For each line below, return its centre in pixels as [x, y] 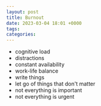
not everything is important [48, 90]
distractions [29, 58]
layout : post [23, 12]
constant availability [40, 65]
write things [30, 78]
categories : [21, 35]
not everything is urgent [44, 97]
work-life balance [37, 71]
